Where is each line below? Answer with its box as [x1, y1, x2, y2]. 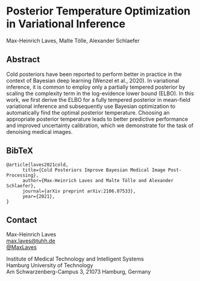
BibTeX [6, 146, 33, 156]
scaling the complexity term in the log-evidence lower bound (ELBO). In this [6, 89, 195, 97]
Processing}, [6, 172, 39, 178]
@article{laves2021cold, [6, 162, 69, 168]
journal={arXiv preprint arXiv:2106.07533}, [22, 188, 136, 194]
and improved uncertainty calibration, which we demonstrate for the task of [6, 122, 194, 129]
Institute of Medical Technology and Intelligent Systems [6, 255, 145, 263]
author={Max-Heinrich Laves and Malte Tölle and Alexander [22, 177, 173, 183]
